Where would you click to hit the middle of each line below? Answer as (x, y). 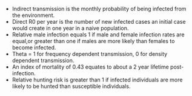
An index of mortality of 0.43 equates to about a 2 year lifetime (91, 67)
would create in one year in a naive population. (70, 28)
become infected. (34, 47)
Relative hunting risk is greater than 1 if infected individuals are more (97, 80)
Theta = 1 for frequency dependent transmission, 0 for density (90, 54)
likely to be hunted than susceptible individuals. (71, 86)
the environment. (33, 15)
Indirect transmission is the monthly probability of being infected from (99, 9)
